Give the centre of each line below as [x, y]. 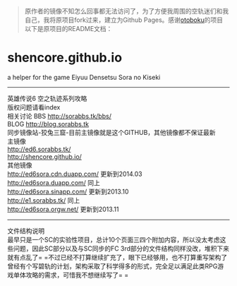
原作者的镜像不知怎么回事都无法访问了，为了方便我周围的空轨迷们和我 [127, 11]
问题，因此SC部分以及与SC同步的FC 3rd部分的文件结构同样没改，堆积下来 [121, 248]
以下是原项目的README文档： [68, 29]
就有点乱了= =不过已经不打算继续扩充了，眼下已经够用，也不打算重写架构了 [117, 257]
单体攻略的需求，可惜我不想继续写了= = [71, 275]
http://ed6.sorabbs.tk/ [39, 149]
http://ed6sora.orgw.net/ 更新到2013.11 [63, 209]
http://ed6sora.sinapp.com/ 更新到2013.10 [68, 191]
